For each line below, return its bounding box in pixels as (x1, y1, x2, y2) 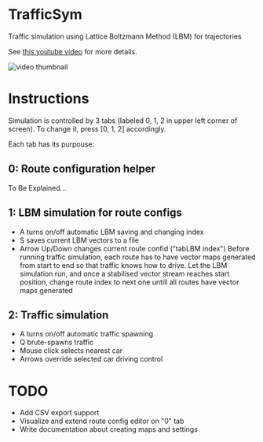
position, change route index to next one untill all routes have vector (19, 277, 239, 287)
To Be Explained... (8, 183, 67, 192)
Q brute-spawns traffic (19, 337, 94, 347)
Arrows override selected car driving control (19, 355, 163, 364)
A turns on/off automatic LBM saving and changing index (19, 227, 204, 236)
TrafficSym (8, 6, 82, 24)
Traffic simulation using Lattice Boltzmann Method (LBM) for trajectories (8, 32, 242, 41)
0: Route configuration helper (8, 162, 155, 176)
